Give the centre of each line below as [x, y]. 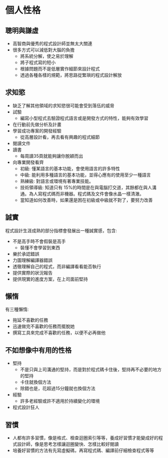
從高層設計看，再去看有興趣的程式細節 [60, 137]
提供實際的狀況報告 [33, 273]
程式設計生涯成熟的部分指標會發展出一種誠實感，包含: [61, 230]
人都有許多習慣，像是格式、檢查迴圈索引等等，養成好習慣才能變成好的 [86, 438]
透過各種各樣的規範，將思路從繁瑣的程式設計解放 [71, 75]
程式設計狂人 [26, 407]
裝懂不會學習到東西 [40, 247]
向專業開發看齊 [28, 162]
